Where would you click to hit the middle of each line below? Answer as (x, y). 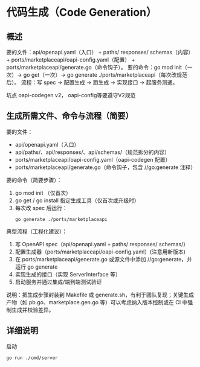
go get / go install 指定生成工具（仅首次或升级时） (77, 200)
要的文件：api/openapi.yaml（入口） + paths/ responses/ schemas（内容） (100, 52)
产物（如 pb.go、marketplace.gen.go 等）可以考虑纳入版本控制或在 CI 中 (97, 302)
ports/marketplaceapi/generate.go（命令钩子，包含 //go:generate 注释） (105, 167)
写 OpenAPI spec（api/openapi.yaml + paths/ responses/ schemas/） (102, 244)
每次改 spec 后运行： (41, 208)
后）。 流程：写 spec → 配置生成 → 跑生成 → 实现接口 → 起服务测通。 (92, 82)
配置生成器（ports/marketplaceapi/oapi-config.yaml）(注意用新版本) (100, 252)
